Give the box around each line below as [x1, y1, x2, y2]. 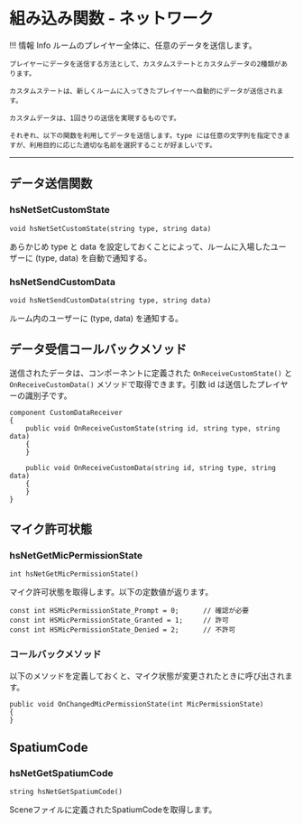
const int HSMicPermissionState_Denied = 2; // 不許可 [9, 625, 236, 634]
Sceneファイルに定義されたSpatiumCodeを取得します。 [9, 804, 217, 815]
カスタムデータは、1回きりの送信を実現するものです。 [9, 114, 181, 123]
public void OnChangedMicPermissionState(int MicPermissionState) [9, 699, 264, 708]
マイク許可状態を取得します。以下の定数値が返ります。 [9, 587, 214, 597]
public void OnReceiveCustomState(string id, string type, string [25, 423, 280, 433]
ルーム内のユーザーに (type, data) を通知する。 [9, 312, 183, 323]
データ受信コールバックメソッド [9, 342, 188, 357]
